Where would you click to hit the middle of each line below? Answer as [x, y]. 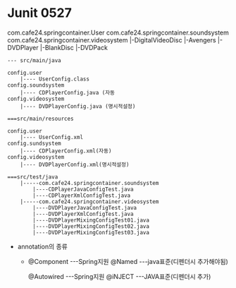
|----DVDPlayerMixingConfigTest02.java [91, 226]
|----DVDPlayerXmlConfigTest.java [83, 214]
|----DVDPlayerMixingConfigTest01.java [91, 220]
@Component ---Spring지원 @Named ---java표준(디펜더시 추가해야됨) [128, 261]
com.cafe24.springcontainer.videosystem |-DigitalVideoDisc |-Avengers [112, 40]
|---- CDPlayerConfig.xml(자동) [66, 151]
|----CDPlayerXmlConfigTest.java [82, 196]
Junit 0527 [39, 13]
